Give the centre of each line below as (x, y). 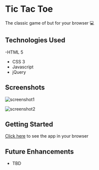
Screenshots (25, 88)
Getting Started (29, 124)
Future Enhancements (40, 152)
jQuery (19, 72)
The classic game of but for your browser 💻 (50, 23)
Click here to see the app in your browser (47, 136)
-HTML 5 (14, 52)
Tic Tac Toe (29, 9)
